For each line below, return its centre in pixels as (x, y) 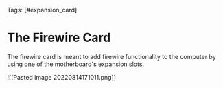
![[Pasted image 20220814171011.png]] (62, 77)
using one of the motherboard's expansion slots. (76, 64)
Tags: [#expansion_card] (42, 10)
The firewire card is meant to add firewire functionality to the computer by (111, 56)
